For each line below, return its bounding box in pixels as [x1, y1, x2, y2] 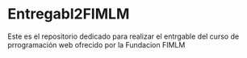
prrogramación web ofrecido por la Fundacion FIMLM [7, 39, 186, 49]
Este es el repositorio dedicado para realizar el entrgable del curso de [7, 31, 240, 41]
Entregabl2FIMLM [7, 5, 130, 23]
